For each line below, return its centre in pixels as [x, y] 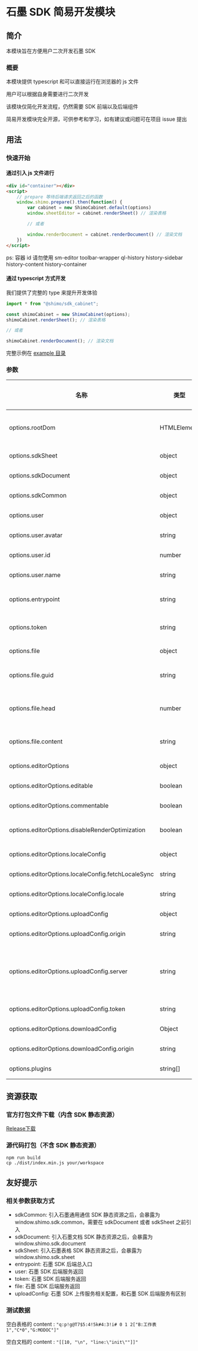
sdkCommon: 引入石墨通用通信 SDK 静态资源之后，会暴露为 [87, 1215]
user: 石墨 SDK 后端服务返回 [49, 1271]
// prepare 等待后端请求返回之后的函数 [60, 197]
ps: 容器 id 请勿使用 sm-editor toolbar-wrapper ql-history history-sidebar [95, 258]
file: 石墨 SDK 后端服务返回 [47, 1286]
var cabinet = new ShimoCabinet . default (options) [89, 208]
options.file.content [36, 742]
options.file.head [32, 709]
